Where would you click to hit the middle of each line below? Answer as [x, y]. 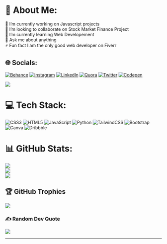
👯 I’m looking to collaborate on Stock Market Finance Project [67, 29]
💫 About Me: [31, 10]
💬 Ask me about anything [31, 40]
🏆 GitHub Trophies [36, 192]
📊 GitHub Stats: [39, 148]
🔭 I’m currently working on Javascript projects [52, 24]
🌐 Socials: [21, 63]
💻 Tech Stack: [36, 105]
